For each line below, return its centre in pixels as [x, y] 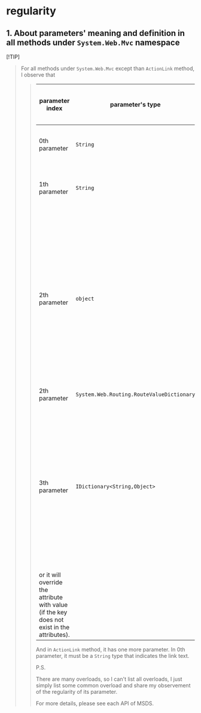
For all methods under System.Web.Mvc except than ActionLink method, [108, 68]
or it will [50, 575]
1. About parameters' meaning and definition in [96, 33]
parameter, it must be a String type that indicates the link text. [112, 656]
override [51, 582]
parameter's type [135, 104]
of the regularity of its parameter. [77, 692]
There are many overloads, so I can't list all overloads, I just [109, 679]
